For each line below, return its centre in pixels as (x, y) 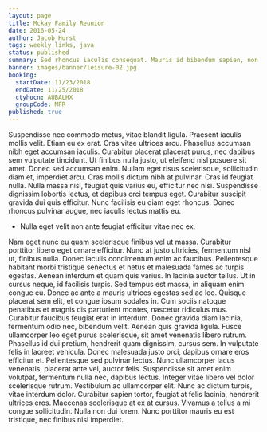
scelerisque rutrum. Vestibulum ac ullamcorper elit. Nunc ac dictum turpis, (130, 386)
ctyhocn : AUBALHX (44, 97)
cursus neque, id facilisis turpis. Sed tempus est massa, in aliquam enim (126, 284)
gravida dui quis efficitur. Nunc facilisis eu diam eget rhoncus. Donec (122, 202)
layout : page (30, 16)
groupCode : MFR (41, 104)
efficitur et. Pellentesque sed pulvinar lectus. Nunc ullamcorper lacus (122, 360)
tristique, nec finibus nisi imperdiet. (66, 420)
